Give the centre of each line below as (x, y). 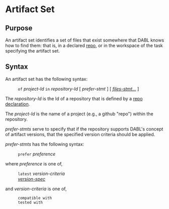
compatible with (35, 198)
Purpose (19, 28)
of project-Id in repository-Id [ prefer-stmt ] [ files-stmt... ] (78, 89)
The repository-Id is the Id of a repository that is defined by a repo (74, 98)
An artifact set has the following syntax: (46, 79)
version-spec (32, 179)
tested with (30, 202)
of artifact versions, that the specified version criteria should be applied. (80, 134)
